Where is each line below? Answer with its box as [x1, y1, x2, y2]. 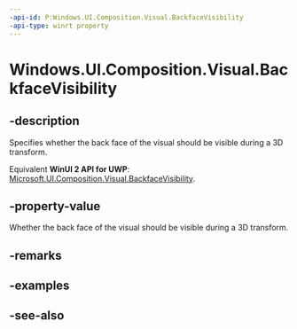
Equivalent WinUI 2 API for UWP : [9, 163, 130, 174]
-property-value [9, 199, 101, 214]
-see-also [9, 308, 65, 324]
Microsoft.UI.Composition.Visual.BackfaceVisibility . [9, 173, 196, 184]
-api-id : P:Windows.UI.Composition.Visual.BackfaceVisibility [9, 12, 244, 22]
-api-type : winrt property [9, 21, 109, 30]
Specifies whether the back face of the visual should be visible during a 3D [9, 137, 284, 147]
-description [9, 114, 80, 129]
